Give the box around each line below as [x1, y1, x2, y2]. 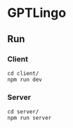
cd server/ [7, 108, 39, 115]
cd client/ [7, 70, 39, 77]
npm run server [7, 115, 52, 122]
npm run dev [7, 76, 42, 83]
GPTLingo [7, 5, 67, 21]
